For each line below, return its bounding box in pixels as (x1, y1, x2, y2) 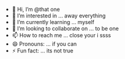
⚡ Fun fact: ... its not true (11, 47, 74, 54)
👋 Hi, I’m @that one (11, 6, 60, 13)
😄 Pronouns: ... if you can (11, 40, 77, 48)
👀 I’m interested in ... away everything (11, 12, 106, 19)
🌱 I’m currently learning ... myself (11, 19, 95, 25)
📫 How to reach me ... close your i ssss (11, 32, 111, 39)
